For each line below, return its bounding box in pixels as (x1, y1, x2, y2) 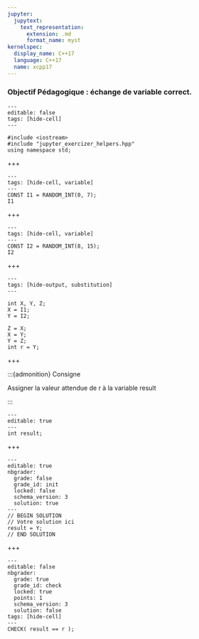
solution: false (14, 606, 62, 614)
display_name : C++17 (14, 51, 75, 58)
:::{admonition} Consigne (7, 369, 81, 378)
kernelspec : (7, 43, 43, 51)
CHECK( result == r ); (7, 625, 75, 633)
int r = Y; (7, 343, 40, 351)
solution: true (14, 500, 59, 507)
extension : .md (26, 30, 72, 38)
